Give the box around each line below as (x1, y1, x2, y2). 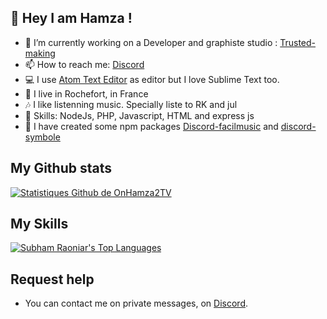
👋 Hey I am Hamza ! (10, 10, 133, 27)
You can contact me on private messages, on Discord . (24, 297, 248, 310)
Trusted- (279, 36, 317, 48)
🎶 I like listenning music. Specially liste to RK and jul (24, 98, 238, 110)
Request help (10, 271, 95, 288)
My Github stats (10, 160, 112, 177)
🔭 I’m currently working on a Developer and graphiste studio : (24, 36, 278, 48)
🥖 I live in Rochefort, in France (24, 87, 149, 100)
